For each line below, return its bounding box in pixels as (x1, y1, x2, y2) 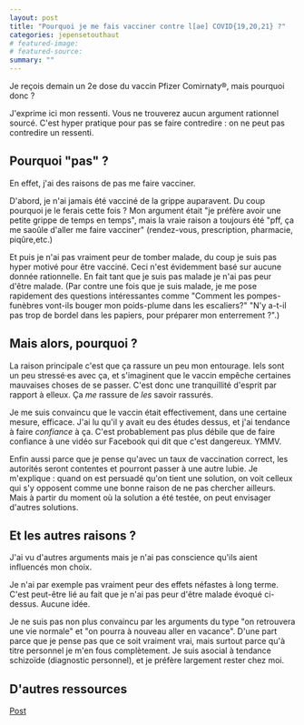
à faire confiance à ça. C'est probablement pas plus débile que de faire (9, 426, 276, 437)
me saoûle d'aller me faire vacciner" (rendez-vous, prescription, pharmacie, (9, 224, 293, 235)
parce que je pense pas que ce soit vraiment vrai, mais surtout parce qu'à (9, 636, 286, 647)
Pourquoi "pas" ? (9, 154, 109, 169)
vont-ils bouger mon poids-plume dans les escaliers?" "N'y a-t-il (44, 299, 288, 310)
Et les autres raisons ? (9, 529, 136, 544)
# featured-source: (9, 47, 83, 56)
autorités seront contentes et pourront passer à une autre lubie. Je (9, 463, 259, 474)
